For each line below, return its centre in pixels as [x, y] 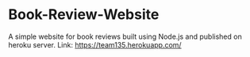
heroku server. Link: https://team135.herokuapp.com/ [95, 44]
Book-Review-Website [84, 15]
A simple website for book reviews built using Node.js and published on [125, 36]
